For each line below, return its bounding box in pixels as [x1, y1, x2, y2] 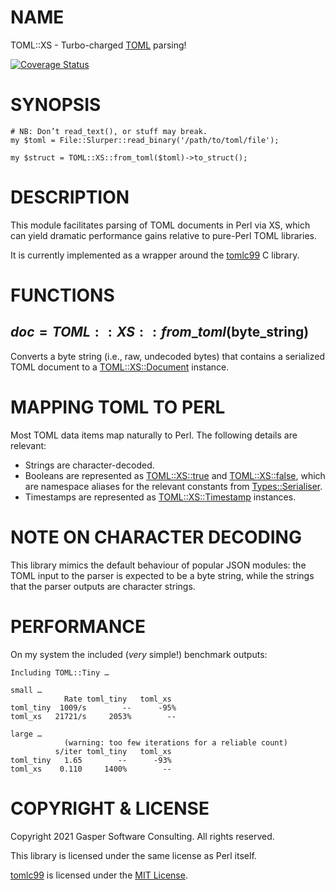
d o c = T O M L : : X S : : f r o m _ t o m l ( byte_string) [10, 324, 310, 341]
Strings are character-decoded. [24, 459, 155, 471]
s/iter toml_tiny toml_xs [54, 746, 172, 756]
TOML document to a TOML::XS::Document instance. [10, 361, 230, 373]
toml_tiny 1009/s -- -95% [10, 702, 177, 713]
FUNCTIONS [10, 284, 115, 306]
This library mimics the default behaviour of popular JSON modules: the [10, 559, 307, 571]
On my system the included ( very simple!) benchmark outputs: [10, 648, 268, 660]
